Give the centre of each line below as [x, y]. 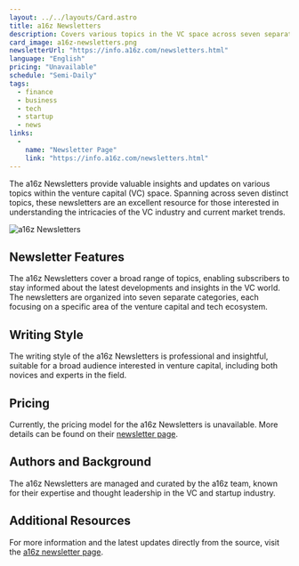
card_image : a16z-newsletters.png [73, 42]
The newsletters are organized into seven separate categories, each [134, 297]
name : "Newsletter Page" [71, 150]
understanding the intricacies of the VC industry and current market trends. [148, 212]
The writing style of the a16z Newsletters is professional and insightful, [139, 356]
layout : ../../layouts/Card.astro [73, 17]
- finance [35, 92]
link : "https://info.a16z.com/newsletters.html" [117, 158]
